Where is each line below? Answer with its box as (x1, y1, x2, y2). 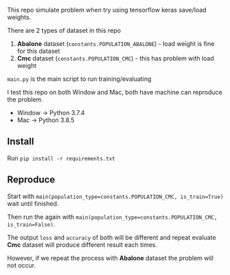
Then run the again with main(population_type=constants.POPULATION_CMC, (7, 213, 218, 221)
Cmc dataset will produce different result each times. (7, 240, 158, 249)
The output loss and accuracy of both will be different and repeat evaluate (7, 233, 216, 241)
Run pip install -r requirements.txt (7, 154, 115, 162)
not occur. (7, 261, 36, 270)
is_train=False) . (7, 219, 56, 228)
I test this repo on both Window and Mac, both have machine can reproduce (7, 88, 222, 96)
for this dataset (16, 47, 60, 55)
